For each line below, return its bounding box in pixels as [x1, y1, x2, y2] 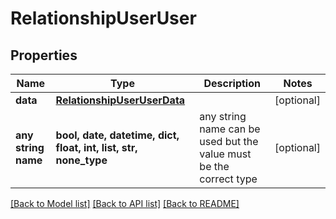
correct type [199, 172, 258, 186]
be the [199, 160, 230, 173]
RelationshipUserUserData [55, 93, 186, 107]
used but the [199, 135, 259, 148]
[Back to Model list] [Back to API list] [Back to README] [10, 198, 240, 209]
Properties [10, 47, 78, 64]
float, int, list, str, [55, 141, 138, 154]
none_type [55, 153, 108, 167]
